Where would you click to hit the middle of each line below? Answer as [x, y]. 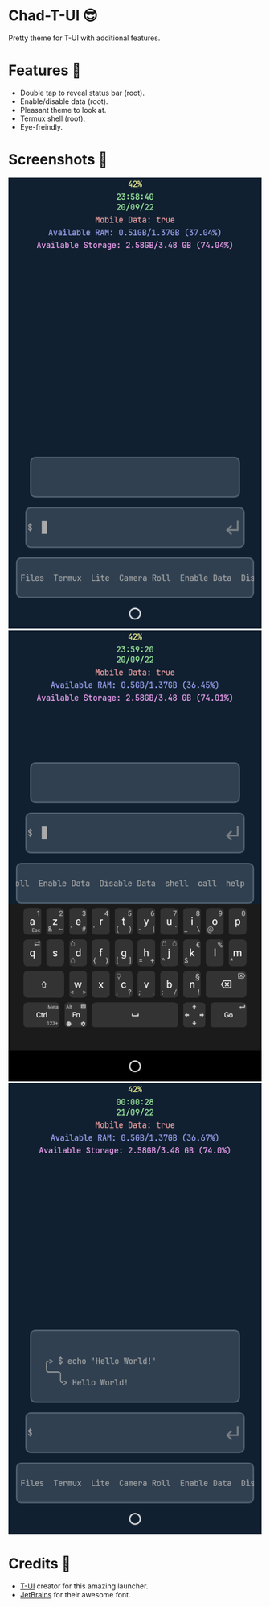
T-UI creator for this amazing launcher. [84, 1586]
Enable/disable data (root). [64, 101]
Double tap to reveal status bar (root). [82, 93]
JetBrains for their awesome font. [75, 1594]
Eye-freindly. [41, 126]
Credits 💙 [40, 1564]
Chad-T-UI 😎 [53, 16]
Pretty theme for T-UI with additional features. [84, 38]
